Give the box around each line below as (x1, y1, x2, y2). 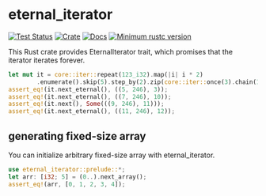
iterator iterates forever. (8, 55, 85, 65)
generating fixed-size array (8, 129, 146, 143)
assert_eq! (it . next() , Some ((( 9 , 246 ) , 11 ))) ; (8, 100, 165, 108)
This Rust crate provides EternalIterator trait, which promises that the (8, 47, 234, 56)
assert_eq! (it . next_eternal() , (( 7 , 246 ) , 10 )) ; (8, 92, 172, 100)
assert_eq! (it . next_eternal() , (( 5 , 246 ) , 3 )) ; (8, 85, 169, 93)
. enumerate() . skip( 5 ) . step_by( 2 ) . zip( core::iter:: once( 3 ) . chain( (36, 77, 257, 86)
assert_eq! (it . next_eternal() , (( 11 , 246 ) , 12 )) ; (8, 107, 176, 115)
